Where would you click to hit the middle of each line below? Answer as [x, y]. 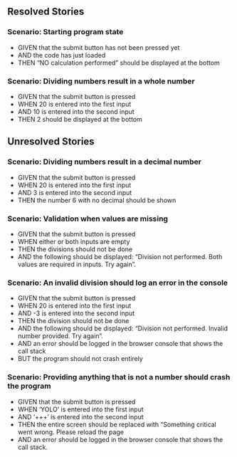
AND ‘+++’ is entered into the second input [80, 416]
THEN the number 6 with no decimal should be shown [97, 200]
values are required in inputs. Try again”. [77, 264]
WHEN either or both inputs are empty [74, 241]
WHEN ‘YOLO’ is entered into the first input [80, 409]
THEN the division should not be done [73, 321]
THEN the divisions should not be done [75, 249]
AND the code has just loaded [62, 55]
